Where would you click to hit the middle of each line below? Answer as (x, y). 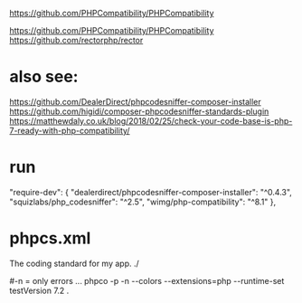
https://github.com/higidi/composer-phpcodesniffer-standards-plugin (139, 111)
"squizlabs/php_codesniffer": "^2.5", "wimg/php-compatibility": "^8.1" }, (143, 202)
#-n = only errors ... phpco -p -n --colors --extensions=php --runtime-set (147, 280)
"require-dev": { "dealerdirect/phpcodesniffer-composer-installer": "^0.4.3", (151, 192)
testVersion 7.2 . (39, 290)
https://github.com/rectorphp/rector (76, 40)
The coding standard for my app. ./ (75, 263)
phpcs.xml (50, 238)
